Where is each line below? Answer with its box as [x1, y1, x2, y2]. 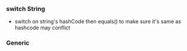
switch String [6, 5, 45, 13]
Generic [6, 39, 29, 47]
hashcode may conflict [14, 24, 71, 31]
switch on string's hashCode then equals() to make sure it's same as [14, 18, 182, 25]
